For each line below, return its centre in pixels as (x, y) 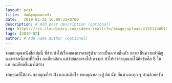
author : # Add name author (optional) (47, 39)
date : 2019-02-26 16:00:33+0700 (42, 19)
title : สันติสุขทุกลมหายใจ (28, 15)
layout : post (19, 10)
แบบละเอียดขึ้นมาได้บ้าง (25, 64)
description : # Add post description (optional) (58, 24)
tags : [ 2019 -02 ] (23, 34)
